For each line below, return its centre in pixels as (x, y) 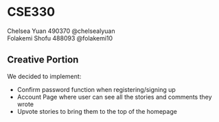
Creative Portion (43, 60)
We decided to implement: (44, 76)
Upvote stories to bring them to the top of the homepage (97, 111)
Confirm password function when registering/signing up (96, 89)
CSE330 (31, 12)
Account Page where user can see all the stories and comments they (114, 97)
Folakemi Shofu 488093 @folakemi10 (60, 38)
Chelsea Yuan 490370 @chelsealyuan (61, 31)
